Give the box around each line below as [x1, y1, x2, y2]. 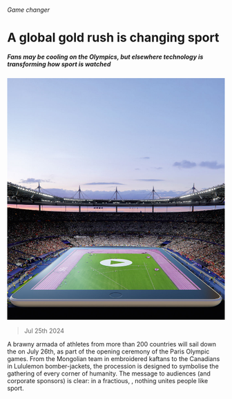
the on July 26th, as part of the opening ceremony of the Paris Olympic [7, 347, 210, 356]
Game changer [7, 6, 50, 14]
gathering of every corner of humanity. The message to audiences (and [7, 369, 211, 378]
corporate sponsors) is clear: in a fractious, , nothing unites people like [7, 377, 209, 385]
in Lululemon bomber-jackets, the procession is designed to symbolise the [7, 362, 219, 371]
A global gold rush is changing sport [7, 30, 220, 45]
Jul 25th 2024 [23, 327, 64, 335]
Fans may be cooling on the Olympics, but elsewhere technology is [7, 52, 204, 61]
